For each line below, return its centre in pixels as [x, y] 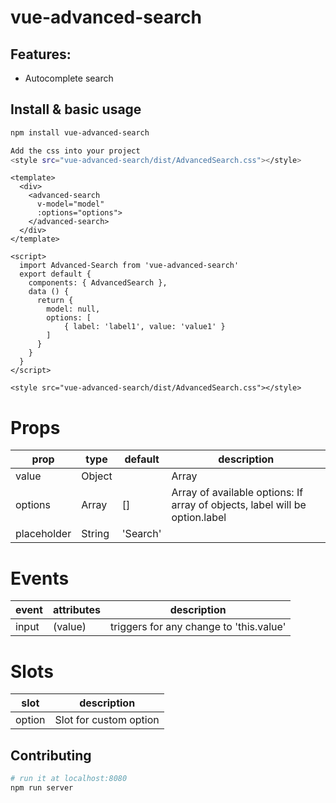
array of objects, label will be [239, 505]
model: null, [73, 309]
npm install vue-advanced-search [80, 132]
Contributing [51, 755]
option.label [199, 518]
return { [55, 301]
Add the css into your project [75, 151]
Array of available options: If [237, 493]
